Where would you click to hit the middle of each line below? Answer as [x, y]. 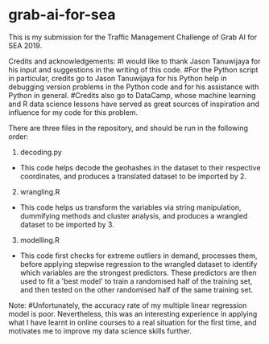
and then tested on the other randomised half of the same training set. [137, 289]
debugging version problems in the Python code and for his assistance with [134, 87]
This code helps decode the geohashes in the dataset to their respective [140, 167]
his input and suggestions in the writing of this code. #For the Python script [133, 69]
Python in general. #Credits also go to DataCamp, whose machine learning [132, 95]
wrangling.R [40, 191]
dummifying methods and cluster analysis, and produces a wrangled [134, 215]
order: [19, 136]
